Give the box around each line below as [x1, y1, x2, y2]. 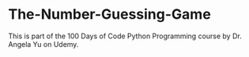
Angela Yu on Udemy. [8, 39, 79, 48]
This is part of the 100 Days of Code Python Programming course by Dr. [8, 31, 243, 41]
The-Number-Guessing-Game [8, 5, 211, 23]
